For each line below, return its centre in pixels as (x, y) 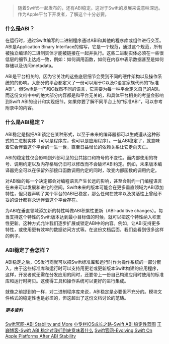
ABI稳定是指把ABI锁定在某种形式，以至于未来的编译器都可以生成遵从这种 (81, 134)
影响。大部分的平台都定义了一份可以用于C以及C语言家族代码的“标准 (89, 83)
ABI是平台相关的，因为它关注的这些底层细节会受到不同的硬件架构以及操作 (81, 76)
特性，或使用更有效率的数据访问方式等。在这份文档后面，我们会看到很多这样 (84, 230)
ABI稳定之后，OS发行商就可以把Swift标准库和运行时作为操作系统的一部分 (81, 262)
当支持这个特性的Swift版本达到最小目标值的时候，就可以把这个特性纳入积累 (83, 217)
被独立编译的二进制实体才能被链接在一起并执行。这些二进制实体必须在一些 (82, 53)
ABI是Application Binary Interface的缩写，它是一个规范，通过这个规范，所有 (84, 47)
